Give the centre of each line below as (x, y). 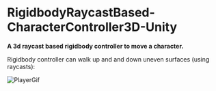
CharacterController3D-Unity (92, 27)
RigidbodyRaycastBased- (81, 13)
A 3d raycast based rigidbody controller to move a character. (95, 46)
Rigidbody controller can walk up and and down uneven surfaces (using (108, 59)
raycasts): (21, 66)
